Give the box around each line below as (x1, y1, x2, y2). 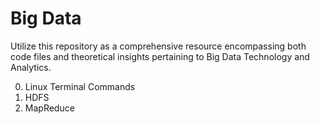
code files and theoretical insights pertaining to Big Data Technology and (10, 50, 310, 62)
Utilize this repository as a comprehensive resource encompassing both (10, 40, 307, 52)
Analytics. (10, 61, 52, 73)
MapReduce (24, 102, 75, 114)
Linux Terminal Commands (24, 80, 136, 92)
